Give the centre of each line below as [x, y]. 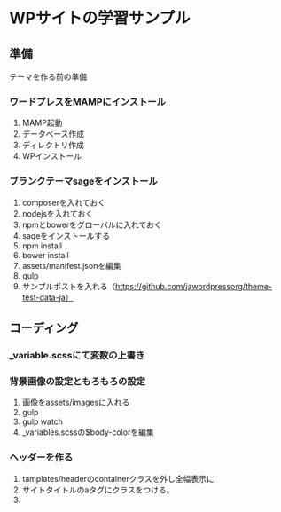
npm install [42, 246]
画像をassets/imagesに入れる [76, 402]
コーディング [44, 328]
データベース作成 [53, 134]
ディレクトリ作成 [53, 145]
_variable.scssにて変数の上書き [77, 355]
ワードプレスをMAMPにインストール [87, 101]
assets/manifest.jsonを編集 [71, 265]
